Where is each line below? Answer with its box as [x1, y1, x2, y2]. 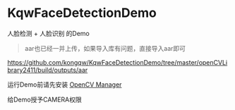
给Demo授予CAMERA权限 [7, 95, 83, 104]
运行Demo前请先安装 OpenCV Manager [7, 80, 122, 89]
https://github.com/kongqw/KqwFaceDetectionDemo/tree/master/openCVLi [7, 58, 228, 66]
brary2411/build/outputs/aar [7, 66, 88, 74]
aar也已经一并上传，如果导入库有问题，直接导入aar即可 [24, 44, 186, 52]
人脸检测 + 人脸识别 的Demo [7, 29, 90, 37]
